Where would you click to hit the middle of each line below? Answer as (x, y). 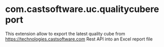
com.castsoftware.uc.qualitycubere (82, 9)
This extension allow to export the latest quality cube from (65, 33)
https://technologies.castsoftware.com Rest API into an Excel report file (79, 39)
